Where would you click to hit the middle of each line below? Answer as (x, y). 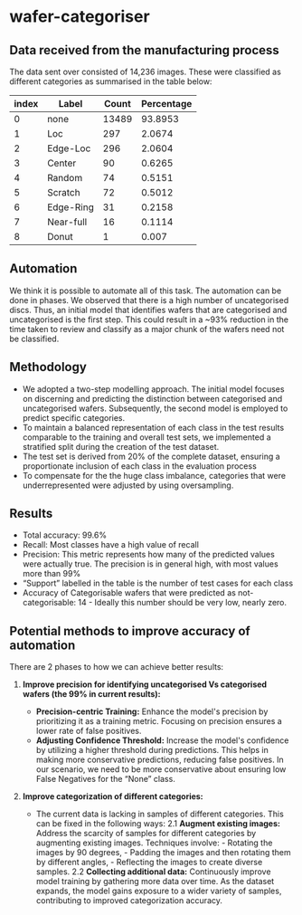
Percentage (167, 104)
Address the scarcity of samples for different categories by (146, 834)
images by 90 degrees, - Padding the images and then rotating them (163, 853)
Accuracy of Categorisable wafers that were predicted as (129, 593)
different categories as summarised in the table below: (111, 81)
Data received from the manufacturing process (145, 50)
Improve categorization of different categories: (113, 796)
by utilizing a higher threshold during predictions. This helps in (152, 750)
